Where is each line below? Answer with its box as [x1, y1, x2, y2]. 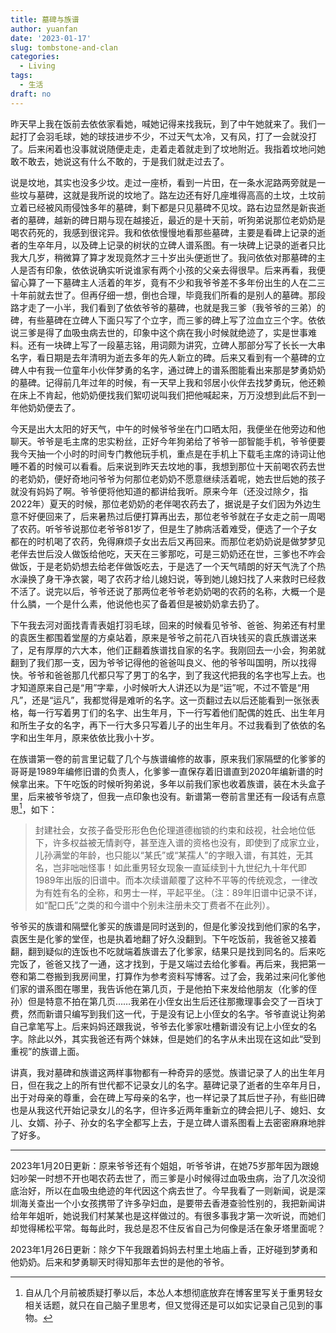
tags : [10, 71, 33, 81]
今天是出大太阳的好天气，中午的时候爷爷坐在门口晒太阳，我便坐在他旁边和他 [10, 422, 326, 435]
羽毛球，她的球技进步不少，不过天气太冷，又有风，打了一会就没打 [44, 130, 317, 142]
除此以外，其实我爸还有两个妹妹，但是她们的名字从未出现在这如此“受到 [27, 1033, 322, 1045]
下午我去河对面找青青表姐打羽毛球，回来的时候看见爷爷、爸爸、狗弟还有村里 [10, 619, 326, 631]
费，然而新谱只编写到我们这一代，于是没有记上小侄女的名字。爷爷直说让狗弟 [10, 1008, 326, 1020]
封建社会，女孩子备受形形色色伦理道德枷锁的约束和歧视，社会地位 [34, 824, 307, 836]
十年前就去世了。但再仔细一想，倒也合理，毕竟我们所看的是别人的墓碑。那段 [10, 289, 326, 301]
